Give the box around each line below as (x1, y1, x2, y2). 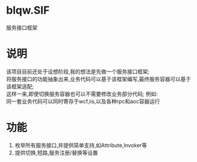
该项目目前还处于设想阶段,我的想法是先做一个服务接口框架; (6, 68, 150, 75)
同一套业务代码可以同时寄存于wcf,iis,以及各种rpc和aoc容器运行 (6, 98, 160, 105)
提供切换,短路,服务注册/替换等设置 (14, 149, 98, 156)
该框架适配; (6, 83, 34, 90)
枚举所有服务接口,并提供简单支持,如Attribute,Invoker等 (14, 141, 147, 149)
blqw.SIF (6, 4, 50, 17)
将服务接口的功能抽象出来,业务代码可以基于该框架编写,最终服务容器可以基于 (6, 75, 192, 82)
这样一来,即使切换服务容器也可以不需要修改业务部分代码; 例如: (6, 90, 158, 97)
